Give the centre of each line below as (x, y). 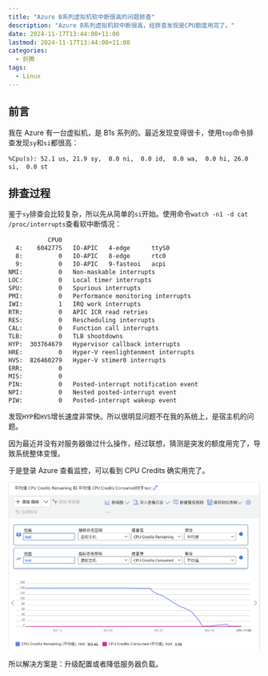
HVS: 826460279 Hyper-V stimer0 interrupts (87, 361)
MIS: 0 (35, 377)
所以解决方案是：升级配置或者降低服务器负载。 (85, 664)
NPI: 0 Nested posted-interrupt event (93, 393)
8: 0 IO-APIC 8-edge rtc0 (91, 257)
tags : (17, 68)
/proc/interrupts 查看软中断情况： (65, 224)
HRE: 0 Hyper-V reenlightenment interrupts (102, 353)
